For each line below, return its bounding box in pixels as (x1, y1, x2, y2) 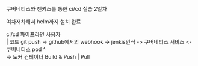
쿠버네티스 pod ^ (6, 46, 46, 53)
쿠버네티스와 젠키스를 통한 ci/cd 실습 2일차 (6, 5, 107, 12)
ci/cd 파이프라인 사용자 (6, 31, 61, 38)
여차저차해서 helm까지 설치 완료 (6, 18, 81, 25)
